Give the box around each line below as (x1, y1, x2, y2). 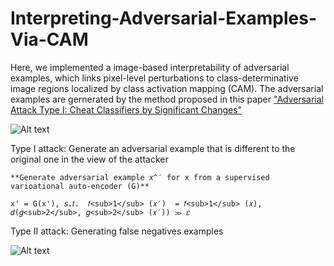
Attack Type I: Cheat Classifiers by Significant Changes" (10, 103, 243, 116)
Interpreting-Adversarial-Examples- (10, 7, 317, 30)
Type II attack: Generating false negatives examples (10, 225, 224, 237)
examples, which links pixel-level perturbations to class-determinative (10, 72, 299, 84)
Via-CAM (10, 28, 89, 51)
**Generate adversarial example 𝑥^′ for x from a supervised (10, 172, 270, 182)
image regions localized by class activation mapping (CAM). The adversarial (10, 82, 324, 94)
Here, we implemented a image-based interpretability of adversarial (10, 61, 290, 73)
